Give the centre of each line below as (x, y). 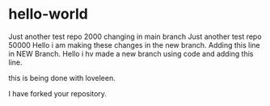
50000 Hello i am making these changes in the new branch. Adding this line (134, 45)
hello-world (49, 14)
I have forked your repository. (58, 93)
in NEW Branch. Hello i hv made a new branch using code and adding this (131, 53)
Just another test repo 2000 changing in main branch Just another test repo (135, 36)
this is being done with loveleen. (62, 78)
